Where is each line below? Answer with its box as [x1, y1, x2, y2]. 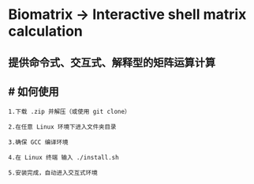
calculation [8, 22, 83, 40]
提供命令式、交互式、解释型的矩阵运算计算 [8, 55, 215, 69]
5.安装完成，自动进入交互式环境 [8, 169, 98, 177]
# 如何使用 [8, 84, 59, 98]
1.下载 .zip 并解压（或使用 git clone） [8, 108, 131, 116]
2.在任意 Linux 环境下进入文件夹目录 [8, 123, 117, 131]
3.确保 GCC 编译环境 [8, 138, 69, 147]
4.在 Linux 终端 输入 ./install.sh [8, 154, 120, 162]
